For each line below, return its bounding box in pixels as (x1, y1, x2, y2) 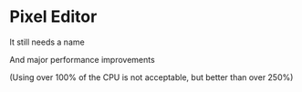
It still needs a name (9, 36, 85, 47)
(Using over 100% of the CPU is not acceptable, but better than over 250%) (9, 71, 294, 83)
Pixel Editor (9, 6, 98, 27)
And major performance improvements (9, 54, 155, 65)
